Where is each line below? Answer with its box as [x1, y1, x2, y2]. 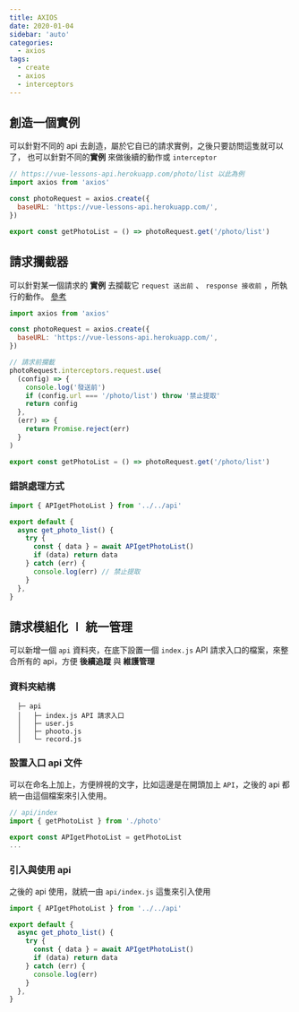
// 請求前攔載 [9, 358, 56, 367]
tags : [9, 55, 30, 64]
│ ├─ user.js [17, 719, 74, 728]
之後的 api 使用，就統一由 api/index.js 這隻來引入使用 [9, 886, 211, 896]
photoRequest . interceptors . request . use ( [9, 366, 163, 375]
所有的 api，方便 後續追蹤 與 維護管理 [16, 656, 155, 667]
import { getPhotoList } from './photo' [9, 817, 163, 826]
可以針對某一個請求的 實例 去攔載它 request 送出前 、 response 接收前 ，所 [9, 280, 280, 290]
